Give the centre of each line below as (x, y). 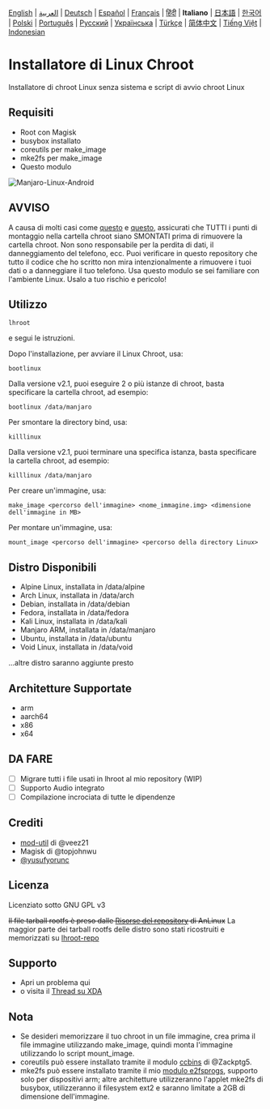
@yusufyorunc (45, 859)
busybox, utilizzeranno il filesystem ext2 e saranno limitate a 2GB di (133, 1088)
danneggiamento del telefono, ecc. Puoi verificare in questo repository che (133, 253)
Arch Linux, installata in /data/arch (77, 596)
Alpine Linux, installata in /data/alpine (82, 587)
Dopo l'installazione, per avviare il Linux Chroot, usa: (96, 354)
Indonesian (27, 32)
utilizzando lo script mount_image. (77, 1054)
